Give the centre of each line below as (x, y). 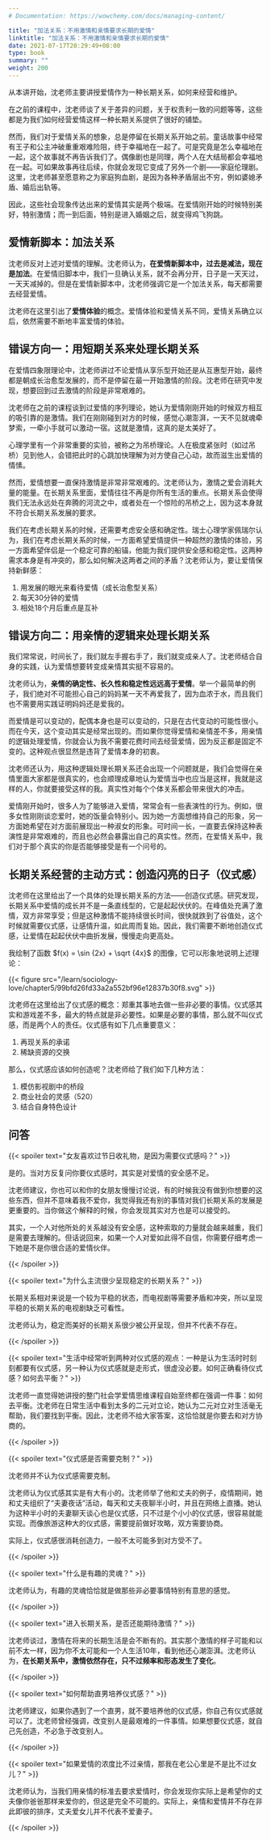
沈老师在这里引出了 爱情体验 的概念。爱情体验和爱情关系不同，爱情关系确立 (132, 311)
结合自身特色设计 (48, 1107)
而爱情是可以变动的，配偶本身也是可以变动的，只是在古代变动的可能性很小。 (135, 721)
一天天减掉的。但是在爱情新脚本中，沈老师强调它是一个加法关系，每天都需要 (135, 283)
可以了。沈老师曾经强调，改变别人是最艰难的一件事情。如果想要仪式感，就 (132, 1720)
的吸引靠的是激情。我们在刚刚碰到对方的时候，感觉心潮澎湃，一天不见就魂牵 (135, 417)
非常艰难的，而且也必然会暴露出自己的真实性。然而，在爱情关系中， (142, 836)
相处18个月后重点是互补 (59, 607)
